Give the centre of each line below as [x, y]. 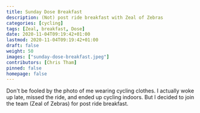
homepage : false [27, 74]
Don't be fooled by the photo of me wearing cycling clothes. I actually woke [100, 91]
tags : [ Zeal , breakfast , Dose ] [46, 29]
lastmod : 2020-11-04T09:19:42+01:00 [52, 40]
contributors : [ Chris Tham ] [42, 62]
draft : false [23, 46]
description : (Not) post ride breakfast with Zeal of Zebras [85, 18]
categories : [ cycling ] [35, 23]
